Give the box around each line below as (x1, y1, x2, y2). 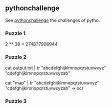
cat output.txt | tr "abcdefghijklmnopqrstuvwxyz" (5, 65, 106, 71)
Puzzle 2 (5, 53, 26, 60)
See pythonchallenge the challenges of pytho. (5, 17, 100, 23)
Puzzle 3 (5, 97, 27, 104)
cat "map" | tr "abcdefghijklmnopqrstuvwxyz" (5, 80, 99, 86)
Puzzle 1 (5, 29, 26, 36)
